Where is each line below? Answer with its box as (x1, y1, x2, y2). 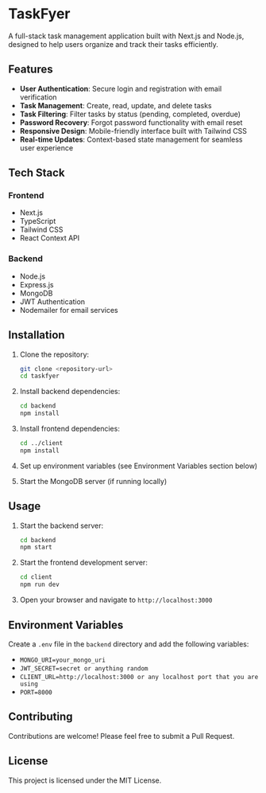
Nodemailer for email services (19, 305, 118, 314)
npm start (19, 543, 53, 552)
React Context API (19, 233, 80, 243)
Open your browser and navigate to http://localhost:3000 (19, 595, 213, 605)
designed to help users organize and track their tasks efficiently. (8, 39, 218, 49)
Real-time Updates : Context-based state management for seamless (19, 135, 243, 144)
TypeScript (19, 217, 56, 226)
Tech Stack (8, 166, 65, 180)
